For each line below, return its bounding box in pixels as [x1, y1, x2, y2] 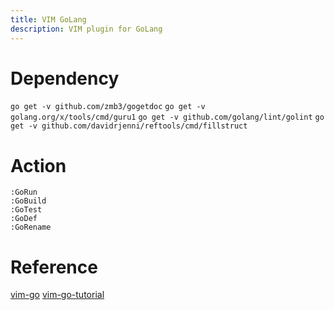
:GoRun [10, 187, 38, 198]
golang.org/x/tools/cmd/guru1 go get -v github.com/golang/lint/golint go [10, 112, 325, 123]
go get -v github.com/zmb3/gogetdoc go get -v [10, 102, 206, 112]
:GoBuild [10, 196, 47, 206]
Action [10, 154, 67, 177]
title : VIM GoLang [10, 14, 87, 25]
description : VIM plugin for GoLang [10, 24, 163, 34]
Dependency [10, 67, 120, 90]
